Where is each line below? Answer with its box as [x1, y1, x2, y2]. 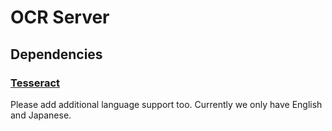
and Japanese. [10, 109, 72, 121]
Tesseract [10, 76, 61, 90]
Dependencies [10, 46, 103, 63]
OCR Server [10, 6, 110, 29]
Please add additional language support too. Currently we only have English [10, 98, 323, 110]
